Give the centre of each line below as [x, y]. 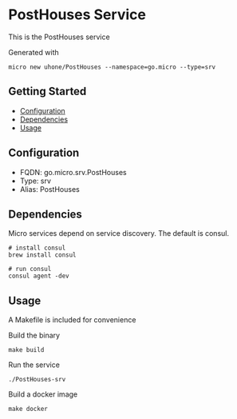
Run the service [34, 365]
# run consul [30, 269]
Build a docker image [43, 394]
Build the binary [34, 335]
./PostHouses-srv [37, 380]
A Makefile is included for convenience [72, 320]
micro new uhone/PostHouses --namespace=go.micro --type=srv [112, 67]
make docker [28, 409]
